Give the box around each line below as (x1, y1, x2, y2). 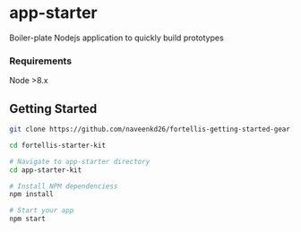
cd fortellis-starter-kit (9, 141, 106, 150)
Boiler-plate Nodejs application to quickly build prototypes (9, 32, 224, 43)
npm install (9, 190, 54, 199)
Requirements (9, 55, 73, 67)
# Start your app (9, 206, 74, 215)
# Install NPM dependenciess (9, 182, 118, 191)
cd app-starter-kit (9, 165, 82, 175)
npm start (9, 214, 47, 224)
